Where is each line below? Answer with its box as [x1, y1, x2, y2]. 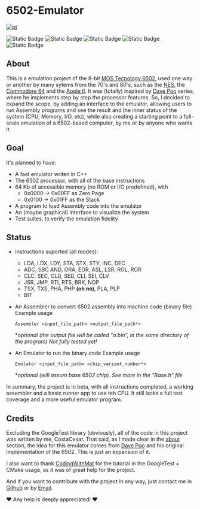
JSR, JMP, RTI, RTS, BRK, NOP [23, 279, 100, 286]
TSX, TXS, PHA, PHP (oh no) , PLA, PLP [23, 285, 121, 292]
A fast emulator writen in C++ [14, 170, 88, 177]
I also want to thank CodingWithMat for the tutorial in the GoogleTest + [6, 460, 180, 467]
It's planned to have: [6, 159, 57, 166]
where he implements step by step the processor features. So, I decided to [6, 93, 190, 101]
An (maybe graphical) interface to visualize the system [14, 208, 149, 216]
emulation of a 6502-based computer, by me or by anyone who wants [20, 119, 193, 126]
